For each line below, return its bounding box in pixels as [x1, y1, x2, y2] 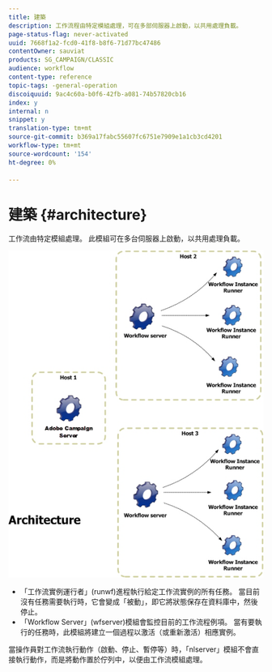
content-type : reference [8, 73, 92, 81]
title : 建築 [8, 13, 46, 21]
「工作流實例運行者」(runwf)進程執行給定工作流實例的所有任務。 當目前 [19, 586, 261, 596]
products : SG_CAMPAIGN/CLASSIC [8, 56, 114, 64]
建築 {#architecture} [8, 205, 147, 224]
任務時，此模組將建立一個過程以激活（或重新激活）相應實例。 [34, 627, 240, 636]
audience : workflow [8, 65, 74, 73]
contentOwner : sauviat [8, 47, 85, 56]
